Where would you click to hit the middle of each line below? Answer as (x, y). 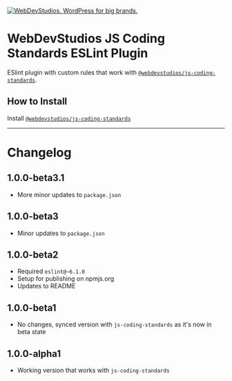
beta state (31, 332)
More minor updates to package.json (69, 194)
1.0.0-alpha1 (34, 354)
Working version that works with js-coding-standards (94, 370)
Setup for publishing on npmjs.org (66, 279)
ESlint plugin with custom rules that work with (72, 72)
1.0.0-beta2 (33, 255)
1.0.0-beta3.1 (36, 178)
